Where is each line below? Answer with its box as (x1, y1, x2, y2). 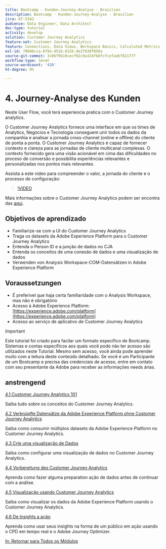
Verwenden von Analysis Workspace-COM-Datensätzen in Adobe (12, 259, 147, 265)
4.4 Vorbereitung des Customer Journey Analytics (5, 465, 108, 471)
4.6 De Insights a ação (5, 514, 51, 520)
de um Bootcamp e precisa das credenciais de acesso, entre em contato (5, 359, 153, 365)
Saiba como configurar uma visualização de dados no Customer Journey (5, 450, 154, 456)
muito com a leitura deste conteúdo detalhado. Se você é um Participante (5, 353, 155, 359)
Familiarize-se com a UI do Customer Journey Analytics (12, 227, 126, 233)
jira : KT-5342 (5, 16, 35, 21)
